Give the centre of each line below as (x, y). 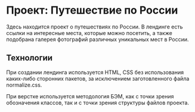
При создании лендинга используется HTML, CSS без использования (95, 72)
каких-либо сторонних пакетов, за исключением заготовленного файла (98, 78)
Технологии (29, 58)
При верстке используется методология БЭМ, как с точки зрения (90, 96)
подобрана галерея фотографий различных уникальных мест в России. (97, 39)
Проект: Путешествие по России (92, 10)
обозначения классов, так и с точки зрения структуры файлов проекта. (98, 103)
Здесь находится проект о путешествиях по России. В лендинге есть (95, 27)
